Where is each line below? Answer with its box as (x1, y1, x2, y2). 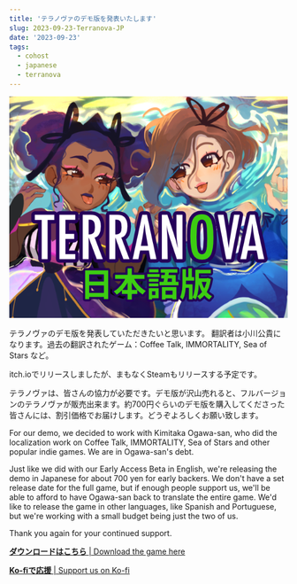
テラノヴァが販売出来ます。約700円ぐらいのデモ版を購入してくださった (24, 399, 286, 409)
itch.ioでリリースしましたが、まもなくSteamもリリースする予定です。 (9, 369, 263, 379)
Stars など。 (9, 350, 54, 361)
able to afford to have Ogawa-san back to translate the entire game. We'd (9, 492, 277, 502)
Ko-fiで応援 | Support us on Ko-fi (9, 565, 130, 575)
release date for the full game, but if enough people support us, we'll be (9, 482, 271, 493)
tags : (9, 43, 29, 51)
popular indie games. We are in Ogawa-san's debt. (9, 446, 194, 456)
